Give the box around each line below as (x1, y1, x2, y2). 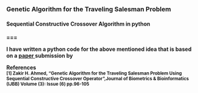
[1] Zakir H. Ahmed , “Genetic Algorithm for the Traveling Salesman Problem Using (6, 70, 182, 76)
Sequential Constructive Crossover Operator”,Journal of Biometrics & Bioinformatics (6, 76, 189, 82)
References (6, 64, 37, 72)
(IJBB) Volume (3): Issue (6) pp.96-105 (6, 81, 90, 87)
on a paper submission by (6, 52, 73, 59)
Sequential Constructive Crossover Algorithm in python (6, 20, 150, 28)
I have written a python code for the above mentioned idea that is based (6, 45, 192, 53)
